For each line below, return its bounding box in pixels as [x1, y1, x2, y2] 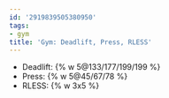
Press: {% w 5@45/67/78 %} [21, 72, 128, 82]
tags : [9, 21, 29, 30]
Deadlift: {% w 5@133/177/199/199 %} [21, 62, 161, 72]
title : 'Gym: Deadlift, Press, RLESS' [9, 37, 152, 47]
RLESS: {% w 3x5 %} [21, 80, 100, 91]
